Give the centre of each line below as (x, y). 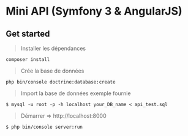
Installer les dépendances (53, 48)
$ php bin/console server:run (44, 127)
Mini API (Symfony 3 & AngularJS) (94, 11)
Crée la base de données (52, 71)
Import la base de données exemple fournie (76, 93)
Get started (28, 34)
